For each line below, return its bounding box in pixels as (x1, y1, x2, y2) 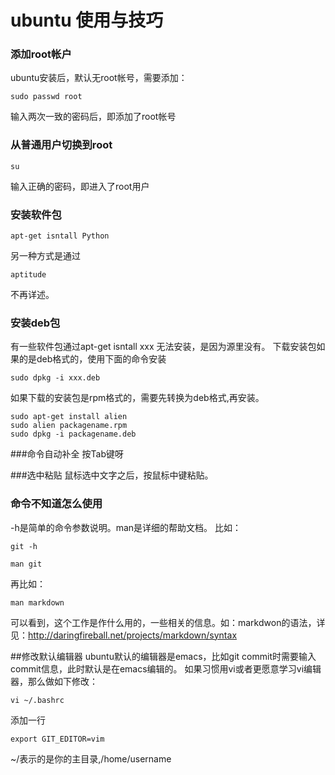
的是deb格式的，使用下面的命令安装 (18, 353, 167, 365)
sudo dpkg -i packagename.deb (10, 429, 137, 440)
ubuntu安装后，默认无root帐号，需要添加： (10, 72, 188, 84)
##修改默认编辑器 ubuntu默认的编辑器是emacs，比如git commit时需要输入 (10, 650, 317, 662)
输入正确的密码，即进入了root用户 (10, 180, 150, 192)
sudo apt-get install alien (10, 412, 128, 422)
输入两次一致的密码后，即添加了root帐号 (10, 111, 177, 123)
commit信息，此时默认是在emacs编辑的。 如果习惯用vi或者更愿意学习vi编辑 (10, 662, 322, 675)
